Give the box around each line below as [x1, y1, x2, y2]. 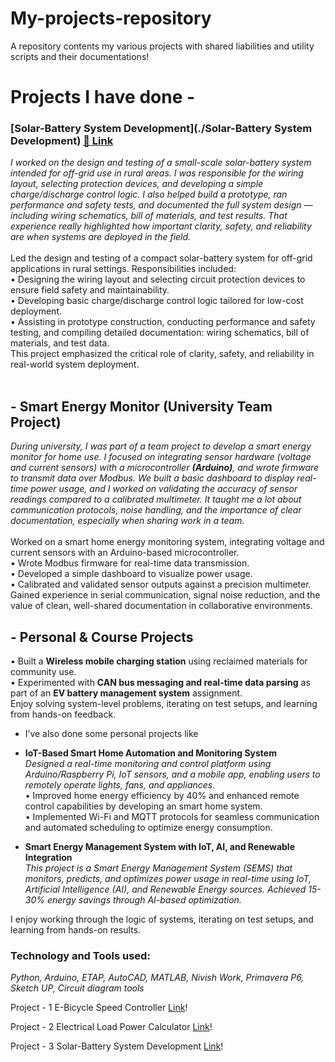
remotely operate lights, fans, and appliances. [24, 779, 216, 791]
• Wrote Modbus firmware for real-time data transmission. [10, 557, 250, 569]
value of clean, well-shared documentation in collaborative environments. [10, 600, 313, 612]
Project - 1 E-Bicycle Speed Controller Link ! [10, 1002, 188, 1014]
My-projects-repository [10, 7, 212, 30]
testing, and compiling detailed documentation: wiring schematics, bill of [10, 327, 310, 339]
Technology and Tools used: [10, 948, 151, 962]
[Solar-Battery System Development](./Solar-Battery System [10, 122, 313, 136]
